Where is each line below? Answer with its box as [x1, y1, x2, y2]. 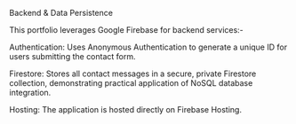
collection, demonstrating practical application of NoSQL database [9, 78, 253, 88]
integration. [9, 88, 52, 97]
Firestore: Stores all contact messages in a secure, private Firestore [9, 68, 257, 79]
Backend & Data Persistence [9, 8, 114, 18]
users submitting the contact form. [9, 51, 136, 61]
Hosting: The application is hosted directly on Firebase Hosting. [9, 105, 243, 114]
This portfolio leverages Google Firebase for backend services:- [9, 25, 244, 35]
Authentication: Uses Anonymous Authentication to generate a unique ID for [9, 42, 287, 52]
